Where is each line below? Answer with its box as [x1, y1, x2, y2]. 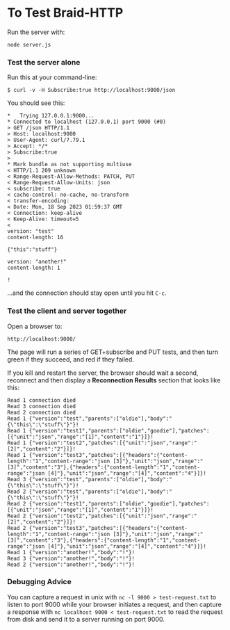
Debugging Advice [7, 577, 72, 587]
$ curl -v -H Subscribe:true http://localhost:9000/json [7, 87, 176, 94]
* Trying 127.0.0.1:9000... [7, 113, 95, 120]
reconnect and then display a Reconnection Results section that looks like [7, 375, 221, 384]
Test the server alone [7, 57, 81, 67]
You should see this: [7, 99, 65, 107]
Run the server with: [7, 28, 65, 36]
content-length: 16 [7, 234, 64, 241]
